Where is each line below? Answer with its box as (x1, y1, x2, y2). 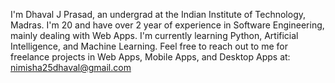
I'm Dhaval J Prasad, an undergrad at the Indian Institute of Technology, (10, 9, 307, 20)
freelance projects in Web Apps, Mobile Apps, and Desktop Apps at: (10, 51, 291, 63)
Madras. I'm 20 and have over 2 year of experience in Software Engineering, (10, 19, 325, 31)
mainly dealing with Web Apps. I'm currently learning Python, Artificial (10, 30, 299, 41)
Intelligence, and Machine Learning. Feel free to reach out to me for (10, 40, 289, 52)
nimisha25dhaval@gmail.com (10, 62, 132, 73)
